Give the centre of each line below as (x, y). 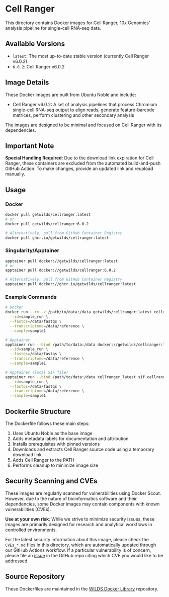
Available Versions (35, 44)
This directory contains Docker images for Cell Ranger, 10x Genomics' (78, 23)
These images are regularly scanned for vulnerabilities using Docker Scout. (83, 493)
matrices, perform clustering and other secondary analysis (73, 115)
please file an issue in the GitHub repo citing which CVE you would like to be (84, 555)
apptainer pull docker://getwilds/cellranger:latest (62, 261)
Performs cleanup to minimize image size (55, 465)
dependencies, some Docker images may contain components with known (82, 504)
